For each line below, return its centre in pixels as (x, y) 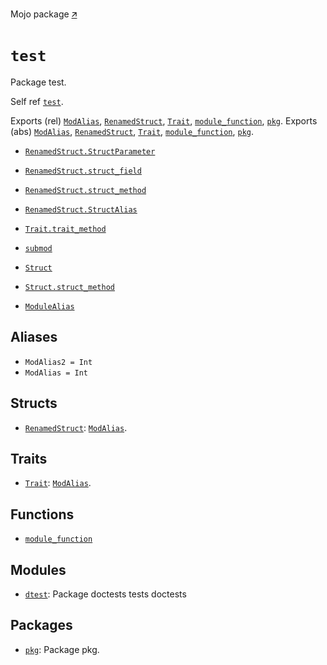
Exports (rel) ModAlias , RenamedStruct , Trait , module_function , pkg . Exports (164, 120)
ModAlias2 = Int (58, 362)
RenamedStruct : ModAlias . (76, 427)
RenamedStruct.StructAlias (81, 209)
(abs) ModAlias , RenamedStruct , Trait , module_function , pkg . (132, 131)
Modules (38, 569)
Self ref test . (37, 101)
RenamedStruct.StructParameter (90, 151)
